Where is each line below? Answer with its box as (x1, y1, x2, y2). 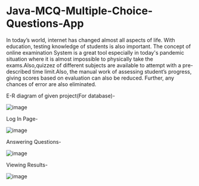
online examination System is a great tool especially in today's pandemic (6, 49, 185, 56)
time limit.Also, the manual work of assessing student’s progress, (32, 68, 192, 75)
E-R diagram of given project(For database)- (6, 92, 116, 99)
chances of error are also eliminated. (6, 80, 97, 87)
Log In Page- (6, 115, 38, 122)
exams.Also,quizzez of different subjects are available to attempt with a (6, 61, 182, 69)
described (6, 68, 32, 75)
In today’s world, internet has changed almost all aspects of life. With (6, 36, 176, 43)
